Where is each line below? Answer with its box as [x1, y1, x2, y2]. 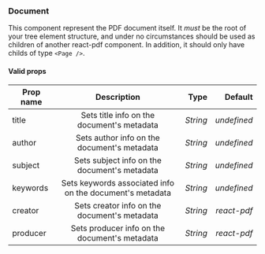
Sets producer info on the [70, 223, 166, 234]
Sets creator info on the [74, 200, 162, 211]
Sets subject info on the [73, 155, 162, 166]
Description [95, 91, 140, 102]
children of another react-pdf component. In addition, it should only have [8, 40, 245, 50]
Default [224, 91, 253, 102]
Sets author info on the [75, 132, 160, 143]
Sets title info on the [80, 109, 155, 120]
